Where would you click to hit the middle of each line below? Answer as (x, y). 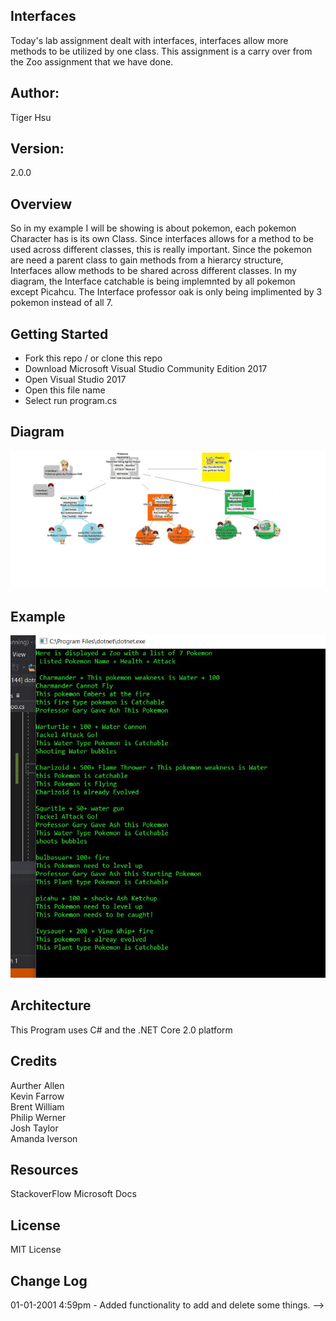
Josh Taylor (34, 1128)
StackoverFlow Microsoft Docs (73, 1194)
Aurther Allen (37, 1085)
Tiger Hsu (31, 117)
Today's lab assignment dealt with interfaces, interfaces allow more (149, 40)
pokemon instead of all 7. (61, 303)
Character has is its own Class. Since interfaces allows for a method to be (162, 239)
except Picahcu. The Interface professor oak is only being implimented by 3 (166, 292)
